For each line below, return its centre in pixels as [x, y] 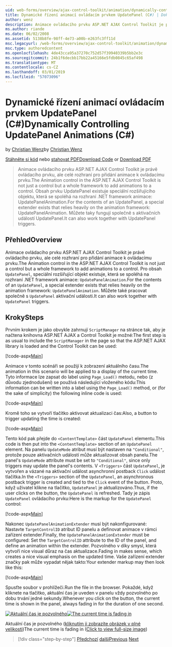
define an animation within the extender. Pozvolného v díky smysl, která [81, 546]
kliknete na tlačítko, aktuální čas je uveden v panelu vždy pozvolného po [81, 593]
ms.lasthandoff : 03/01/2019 [35, 72]
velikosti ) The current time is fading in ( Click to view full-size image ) [76, 629]
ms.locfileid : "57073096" [33, 77]
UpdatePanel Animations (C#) [70, 135]
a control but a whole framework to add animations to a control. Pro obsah [84, 269]
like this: [14, 567]
